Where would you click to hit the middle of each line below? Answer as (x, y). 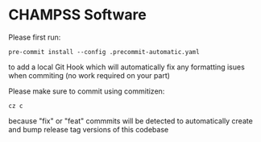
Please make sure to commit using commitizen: (87, 91)
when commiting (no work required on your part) (89, 75)
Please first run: (35, 37)
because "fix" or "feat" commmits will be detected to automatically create (131, 121)
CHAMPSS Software (77, 15)
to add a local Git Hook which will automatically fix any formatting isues (127, 67)
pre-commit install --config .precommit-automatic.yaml (104, 52)
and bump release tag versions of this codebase (89, 129)
